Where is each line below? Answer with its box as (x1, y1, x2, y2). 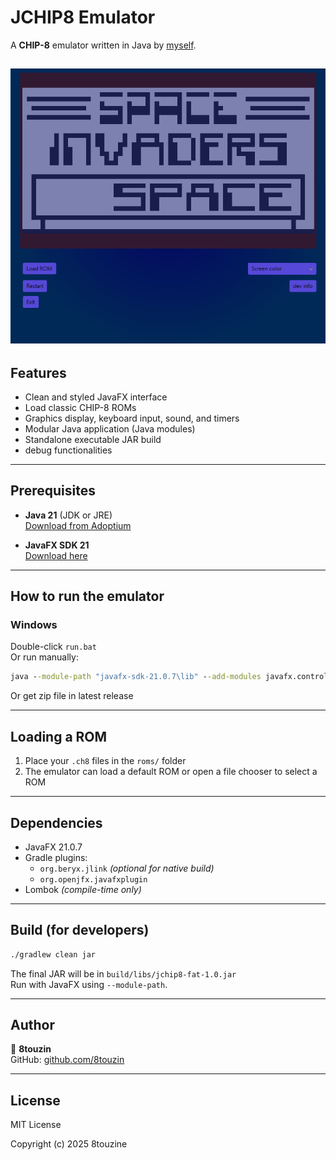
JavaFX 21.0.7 (24, 841, 83, 853)
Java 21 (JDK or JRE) (24, 509, 113, 521)
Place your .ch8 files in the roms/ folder (24, 755, 187, 767)
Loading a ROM (10, 728, 108, 745)
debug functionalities (24, 444, 113, 456)
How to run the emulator (10, 588, 165, 605)
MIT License (10, 1119, 62, 1131)
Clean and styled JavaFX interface (24, 391, 168, 403)
